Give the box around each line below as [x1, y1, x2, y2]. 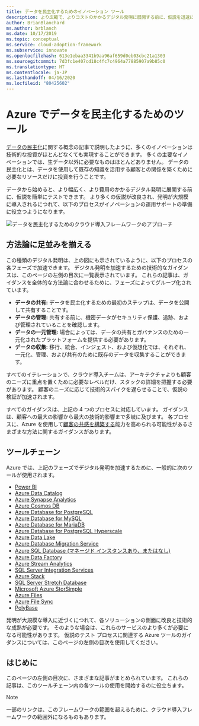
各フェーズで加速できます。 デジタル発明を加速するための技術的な [6, 264, 168, 271]
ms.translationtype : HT [6, 64, 65, 70]
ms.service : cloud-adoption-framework [6, 42, 102, 48]
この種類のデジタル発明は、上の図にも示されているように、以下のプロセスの [6, 256, 192, 264]
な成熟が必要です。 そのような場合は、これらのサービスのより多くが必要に [6, 624, 189, 631]
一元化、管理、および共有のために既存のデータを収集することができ [14, 351, 181, 358]
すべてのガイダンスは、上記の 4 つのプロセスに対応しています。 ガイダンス [6, 405, 188, 413]
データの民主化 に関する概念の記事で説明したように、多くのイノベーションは [6, 143, 193, 150]
